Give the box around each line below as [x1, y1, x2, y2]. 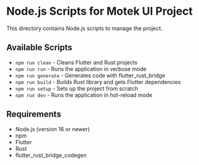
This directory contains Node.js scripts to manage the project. [6, 25, 163, 32]
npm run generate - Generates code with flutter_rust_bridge [15, 72, 165, 79]
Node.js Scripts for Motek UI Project [6, 4, 193, 18]
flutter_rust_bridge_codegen [15, 152, 87, 159]
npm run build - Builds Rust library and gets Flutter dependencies [15, 78, 181, 85]
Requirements [6, 109, 61, 120]
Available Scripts [6, 42, 72, 53]
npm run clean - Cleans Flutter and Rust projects [15, 58, 138, 66]
